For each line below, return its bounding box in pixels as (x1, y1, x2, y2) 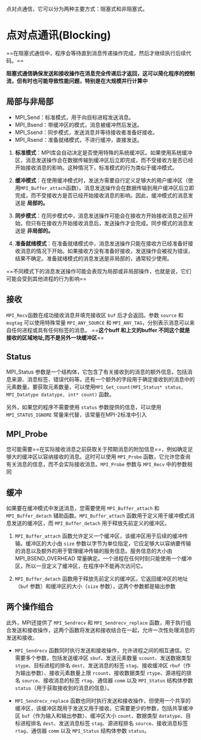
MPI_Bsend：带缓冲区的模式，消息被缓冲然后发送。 (14, 121, 142, 128)
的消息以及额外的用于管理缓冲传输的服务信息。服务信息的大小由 (14, 547, 172, 554)
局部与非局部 (6, 97, 54, 107)
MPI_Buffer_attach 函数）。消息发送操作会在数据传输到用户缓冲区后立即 (20, 184, 194, 191)
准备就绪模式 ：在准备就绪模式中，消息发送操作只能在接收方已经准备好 (14, 240, 188, 247)
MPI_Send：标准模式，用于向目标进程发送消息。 (14, 114, 135, 121)
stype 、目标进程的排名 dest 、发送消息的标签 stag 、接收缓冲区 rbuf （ (14, 661, 186, 669)
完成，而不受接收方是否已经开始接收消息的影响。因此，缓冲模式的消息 (14, 192, 188, 199)
